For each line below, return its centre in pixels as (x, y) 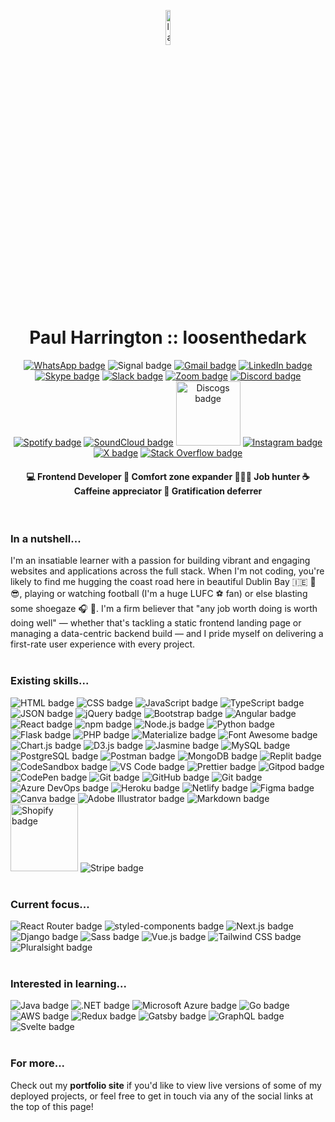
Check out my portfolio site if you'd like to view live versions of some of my (166, 1085)
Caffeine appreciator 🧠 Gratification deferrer (168, 491)
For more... (38, 1063)
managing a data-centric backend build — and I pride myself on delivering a (167, 634)
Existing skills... (50, 681)
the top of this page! (52, 1106)
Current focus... (50, 904)
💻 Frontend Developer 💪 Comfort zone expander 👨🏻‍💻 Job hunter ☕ (168, 476)
